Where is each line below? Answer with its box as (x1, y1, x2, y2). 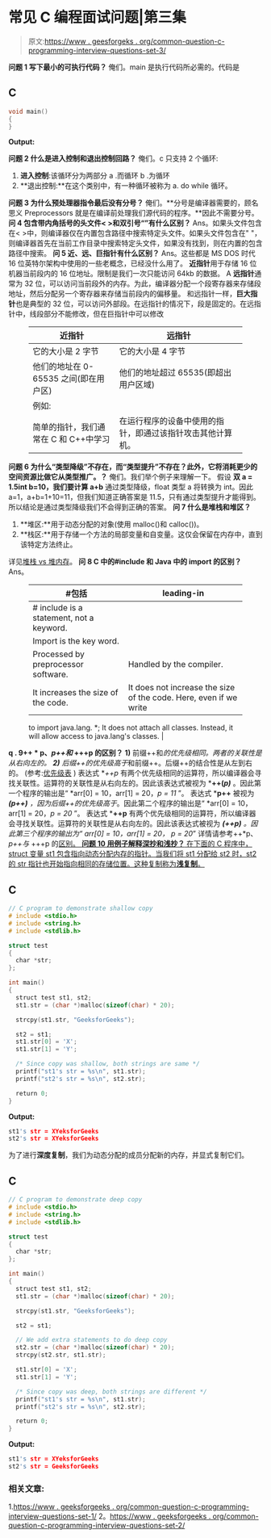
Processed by (32, 648, 85, 660)
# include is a (32, 602, 83, 614)
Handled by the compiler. (127, 659, 223, 670)
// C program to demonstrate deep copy (8, 1196, 143, 1204)
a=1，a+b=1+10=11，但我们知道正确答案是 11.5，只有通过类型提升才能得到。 (8, 492, 261, 502)
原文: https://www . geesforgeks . (27, 36, 138, 46)
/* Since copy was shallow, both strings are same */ (15, 1060, 200, 1068)
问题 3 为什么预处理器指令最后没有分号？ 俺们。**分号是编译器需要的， (8, 198, 244, 207)
